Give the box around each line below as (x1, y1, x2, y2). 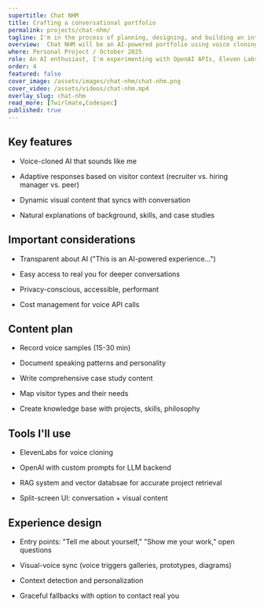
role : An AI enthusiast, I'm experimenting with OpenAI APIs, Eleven (8, 56, 241, 64)
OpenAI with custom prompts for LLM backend (19, 463, 171, 472)
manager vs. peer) (19, 180, 80, 189)
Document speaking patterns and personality (19, 358, 167, 368)
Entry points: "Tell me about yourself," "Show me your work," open (19, 537, 236, 547)
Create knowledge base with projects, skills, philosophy (19, 404, 200, 413)
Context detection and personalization (19, 576, 144, 585)
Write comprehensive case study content (19, 374, 153, 383)
